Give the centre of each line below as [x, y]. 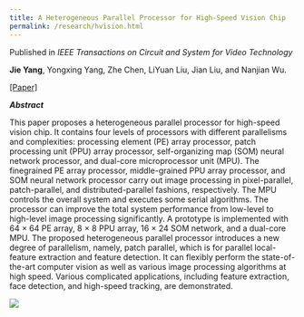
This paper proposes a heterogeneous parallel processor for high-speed [145, 122]
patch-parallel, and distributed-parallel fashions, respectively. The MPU [143, 189]
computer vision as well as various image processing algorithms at [162, 266]
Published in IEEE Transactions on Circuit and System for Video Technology [151, 52]
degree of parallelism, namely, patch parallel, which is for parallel [131, 247]
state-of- [279, 257]
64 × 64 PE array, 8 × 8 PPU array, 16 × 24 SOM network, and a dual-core [148, 228]
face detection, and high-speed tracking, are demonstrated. [121, 285]
